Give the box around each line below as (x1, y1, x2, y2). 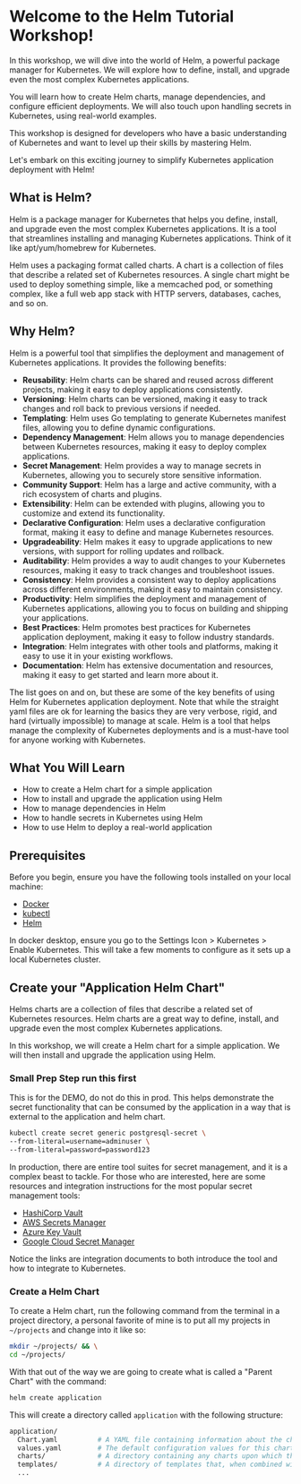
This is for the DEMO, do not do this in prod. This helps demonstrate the (9, 1093, 275, 1103)
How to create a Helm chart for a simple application (21, 784, 213, 794)
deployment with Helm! (9, 164, 95, 175)
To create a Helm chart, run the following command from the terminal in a (9, 1306, 280, 1317)
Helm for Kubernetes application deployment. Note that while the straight (9, 696, 279, 707)
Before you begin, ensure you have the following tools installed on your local (9, 871, 291, 883)
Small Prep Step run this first (9, 1072, 137, 1085)
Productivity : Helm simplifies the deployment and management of (21, 593, 267, 604)
